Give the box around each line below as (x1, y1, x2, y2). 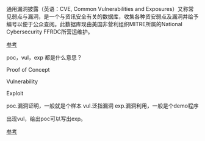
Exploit (6, 90, 24, 97)
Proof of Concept (6, 66, 50, 73)
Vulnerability (6, 78, 38, 85)
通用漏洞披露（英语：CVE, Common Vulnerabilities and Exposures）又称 (6, 5, 189, 12)
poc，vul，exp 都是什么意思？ (6, 54, 82, 61)
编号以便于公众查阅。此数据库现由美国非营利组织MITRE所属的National (6, 21, 183, 27)
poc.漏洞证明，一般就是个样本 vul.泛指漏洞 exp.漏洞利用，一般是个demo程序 (6, 102, 199, 109)
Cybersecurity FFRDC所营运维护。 (6, 28, 93, 35)
